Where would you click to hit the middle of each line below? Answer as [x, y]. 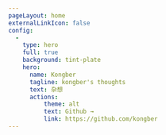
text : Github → [68, 112]
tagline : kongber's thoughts [77, 82]
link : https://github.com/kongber [100, 119]
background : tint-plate [62, 60]
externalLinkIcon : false [49, 23]
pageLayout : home [37, 15]
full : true [41, 52]
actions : [44, 97]
